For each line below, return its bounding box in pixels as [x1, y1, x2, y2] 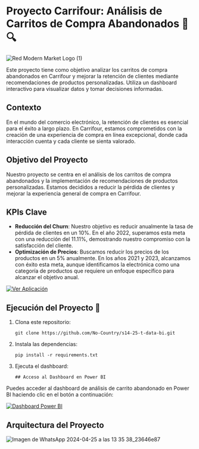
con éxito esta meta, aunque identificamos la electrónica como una [14, 261, 180, 268]
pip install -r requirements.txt [14, 352, 98, 358]
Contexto [6, 103, 42, 113]
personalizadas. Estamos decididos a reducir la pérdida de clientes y [6, 184, 175, 191]
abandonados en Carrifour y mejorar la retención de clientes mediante [6, 72, 179, 80]
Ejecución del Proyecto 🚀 [6, 303, 101, 313]
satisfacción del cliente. [14, 242, 73, 249]
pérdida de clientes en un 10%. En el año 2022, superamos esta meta [14, 229, 186, 237]
